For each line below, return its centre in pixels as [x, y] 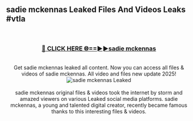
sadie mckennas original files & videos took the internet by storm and [99, 93]
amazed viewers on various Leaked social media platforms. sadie [99, 99]
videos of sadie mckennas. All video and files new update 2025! [99, 74]
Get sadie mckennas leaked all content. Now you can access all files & [99, 68]
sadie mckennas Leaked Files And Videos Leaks [96, 10]
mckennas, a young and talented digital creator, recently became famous [99, 105]
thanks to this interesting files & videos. [99, 112]
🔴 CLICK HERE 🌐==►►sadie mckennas [99, 48]
